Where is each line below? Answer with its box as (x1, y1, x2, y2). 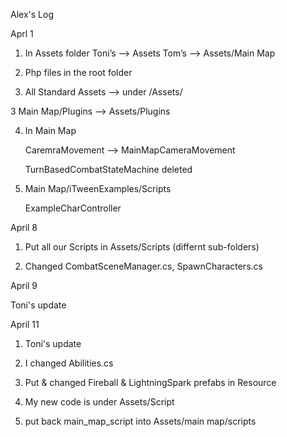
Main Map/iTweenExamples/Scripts (24, 183, 172, 194)
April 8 (10, 222, 38, 233)
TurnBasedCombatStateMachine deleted (24, 164, 193, 175)
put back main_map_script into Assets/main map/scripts (24, 415, 257, 427)
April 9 (10, 280, 38, 291)
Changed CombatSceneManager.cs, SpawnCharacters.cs (24, 260, 263, 272)
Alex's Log (10, 9, 54, 20)
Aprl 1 (10, 28, 34, 39)
